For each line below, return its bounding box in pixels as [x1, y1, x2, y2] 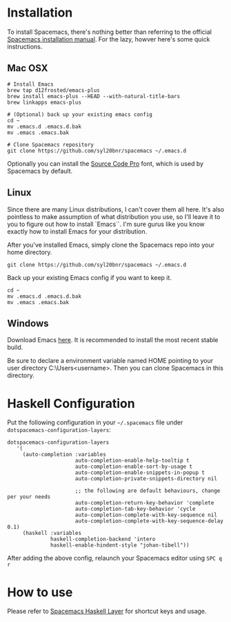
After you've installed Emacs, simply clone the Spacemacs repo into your [7, 241, 215, 249]
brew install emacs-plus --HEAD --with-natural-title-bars [7, 93, 181, 100]
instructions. [7, 42, 43, 50]
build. [7, 343, 23, 352]
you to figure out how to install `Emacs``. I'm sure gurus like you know [7, 220, 205, 228]
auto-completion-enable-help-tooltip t [74, 458, 190, 464]
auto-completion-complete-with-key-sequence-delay [74, 518, 224, 525]
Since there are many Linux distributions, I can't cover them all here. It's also [7, 205, 225, 214]
